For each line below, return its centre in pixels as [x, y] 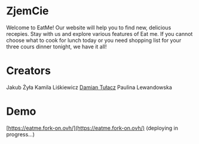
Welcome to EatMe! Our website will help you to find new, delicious [89, 27]
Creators [28, 71]
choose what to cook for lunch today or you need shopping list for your [94, 40]
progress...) [20, 134]
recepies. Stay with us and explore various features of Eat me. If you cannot [99, 33]
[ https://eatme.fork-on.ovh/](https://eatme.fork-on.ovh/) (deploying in [92, 128]
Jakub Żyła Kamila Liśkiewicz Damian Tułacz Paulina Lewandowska [89, 87]
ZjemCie [27, 11]
